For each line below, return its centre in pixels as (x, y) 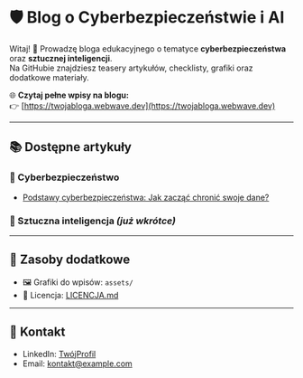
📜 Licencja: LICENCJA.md (70, 295)
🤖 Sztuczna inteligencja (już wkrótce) (92, 221)
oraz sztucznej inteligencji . (61, 58)
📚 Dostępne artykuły (71, 147)
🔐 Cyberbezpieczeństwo (64, 177)
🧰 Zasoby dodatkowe (70, 260)
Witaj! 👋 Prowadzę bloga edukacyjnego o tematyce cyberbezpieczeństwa (148, 48)
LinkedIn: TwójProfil (59, 354)
